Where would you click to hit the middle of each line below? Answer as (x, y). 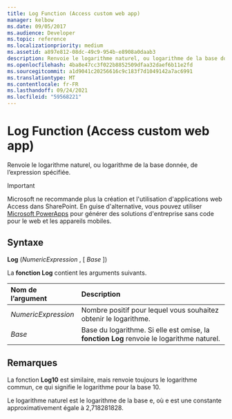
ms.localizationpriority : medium (55, 46)
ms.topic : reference (37, 39)
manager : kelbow (30, 20)
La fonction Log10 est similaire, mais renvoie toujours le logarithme (102, 380)
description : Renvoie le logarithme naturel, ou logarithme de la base (112, 59)
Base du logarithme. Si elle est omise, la (145, 330)
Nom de (24, 289)
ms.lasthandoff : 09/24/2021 (48, 90)
